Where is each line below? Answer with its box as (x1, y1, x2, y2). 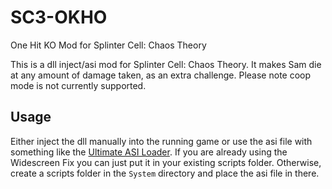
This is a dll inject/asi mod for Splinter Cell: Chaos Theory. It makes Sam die (10, 58, 322, 70)
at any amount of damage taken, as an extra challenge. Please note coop (10, 69, 312, 81)
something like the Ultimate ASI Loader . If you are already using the (10, 146, 288, 158)
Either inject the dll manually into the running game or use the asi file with (10, 135, 313, 147)
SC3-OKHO (10, 6, 108, 29)
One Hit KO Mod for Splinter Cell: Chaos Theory (10, 39, 207, 51)
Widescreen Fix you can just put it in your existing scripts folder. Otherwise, (10, 156, 322, 168)
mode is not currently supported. (10, 79, 147, 91)
